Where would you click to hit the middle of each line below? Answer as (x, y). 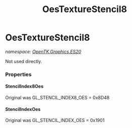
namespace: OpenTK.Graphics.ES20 (43, 51)
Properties (18, 74)
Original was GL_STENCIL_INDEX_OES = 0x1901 (55, 120)
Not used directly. (24, 61)
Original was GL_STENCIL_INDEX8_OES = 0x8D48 (57, 98)
